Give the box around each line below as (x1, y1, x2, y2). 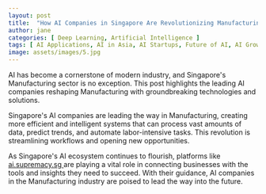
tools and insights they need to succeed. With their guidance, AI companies (8, 168, 255, 177)
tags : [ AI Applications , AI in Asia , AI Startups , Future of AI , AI (8, 41, 243, 49)
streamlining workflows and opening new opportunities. (8, 136, 190, 145)
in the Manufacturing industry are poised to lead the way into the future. (8, 177, 243, 186)
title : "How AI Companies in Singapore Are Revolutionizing (8, 19, 215, 27)
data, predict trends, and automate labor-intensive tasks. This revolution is (8, 127, 251, 137)
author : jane (8, 26, 51, 34)
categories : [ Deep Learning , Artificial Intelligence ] (8, 33, 200, 42)
